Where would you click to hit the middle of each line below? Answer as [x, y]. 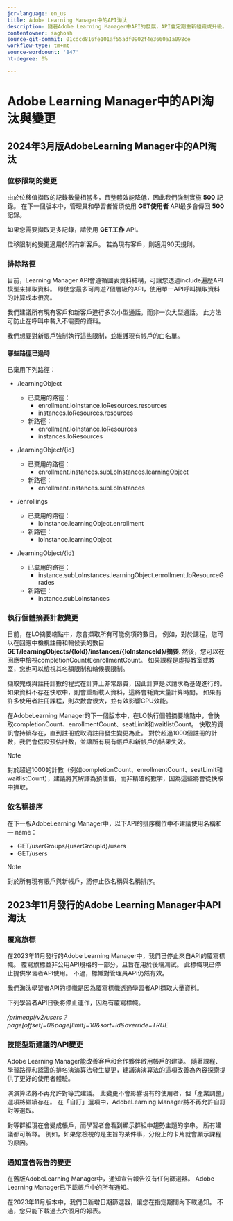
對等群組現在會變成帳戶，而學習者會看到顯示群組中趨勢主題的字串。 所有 [111, 1125]
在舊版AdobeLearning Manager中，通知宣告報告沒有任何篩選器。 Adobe [111, 1179]
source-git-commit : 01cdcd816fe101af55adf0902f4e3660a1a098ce [99, 40]
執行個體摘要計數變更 [43, 618]
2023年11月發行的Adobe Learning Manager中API [114, 905]
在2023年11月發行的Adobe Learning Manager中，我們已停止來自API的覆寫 [113, 956]
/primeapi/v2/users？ [38, 1018]
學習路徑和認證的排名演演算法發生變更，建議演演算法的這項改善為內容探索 [113, 1070]
